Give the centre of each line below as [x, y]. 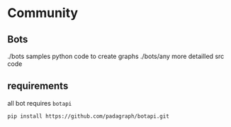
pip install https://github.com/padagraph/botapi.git [89, 116]
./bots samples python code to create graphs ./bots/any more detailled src [116, 56]
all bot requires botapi [40, 103]
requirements [38, 86]
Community [43, 13]
